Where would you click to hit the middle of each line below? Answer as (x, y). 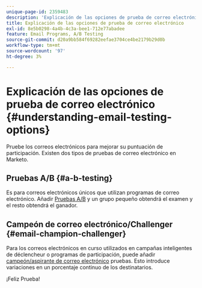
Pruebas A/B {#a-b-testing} (60, 178)
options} (28, 130)
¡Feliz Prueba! (23, 279)
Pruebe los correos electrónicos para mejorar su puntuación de (85, 146)
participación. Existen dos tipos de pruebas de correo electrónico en (91, 153)
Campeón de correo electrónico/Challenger (90, 224)
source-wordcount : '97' (36, 51)
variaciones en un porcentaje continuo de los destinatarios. (80, 268)
